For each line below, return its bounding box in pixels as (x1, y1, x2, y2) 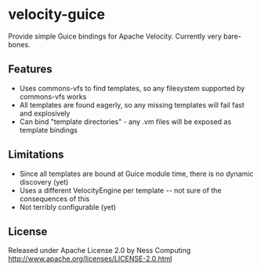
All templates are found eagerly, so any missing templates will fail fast (19, 100, 245, 109)
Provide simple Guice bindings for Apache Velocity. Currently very (8, 31, 222, 41)
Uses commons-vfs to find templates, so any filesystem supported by (19, 83, 245, 93)
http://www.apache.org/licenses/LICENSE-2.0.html (8, 254, 172, 264)
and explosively (19, 108, 71, 118)
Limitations (8, 148, 64, 162)
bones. (8, 39, 31, 49)
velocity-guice (8, 5, 106, 24)
